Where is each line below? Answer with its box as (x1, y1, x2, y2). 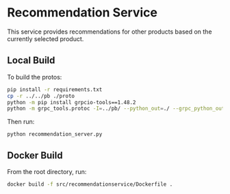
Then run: (7, 118, 35, 126)
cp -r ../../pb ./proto (7, 93, 75, 99)
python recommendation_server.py (7, 131, 103, 138)
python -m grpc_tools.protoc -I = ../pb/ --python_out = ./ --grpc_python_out (7, 105, 225, 112)
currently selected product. (7, 34, 84, 43)
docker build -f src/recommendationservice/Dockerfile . (7, 181, 173, 188)
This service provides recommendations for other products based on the (7, 27, 212, 36)
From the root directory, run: (7, 168, 87, 176)
